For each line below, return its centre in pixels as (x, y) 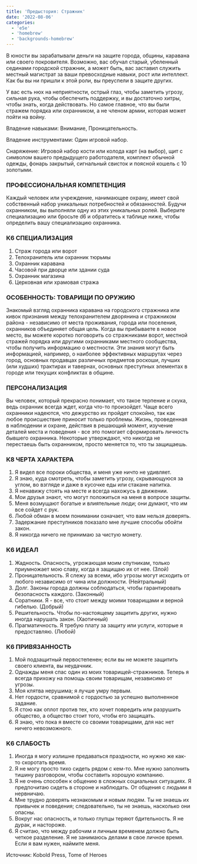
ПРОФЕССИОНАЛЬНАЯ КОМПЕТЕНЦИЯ (66, 185)
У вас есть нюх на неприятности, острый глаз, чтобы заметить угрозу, (95, 92)
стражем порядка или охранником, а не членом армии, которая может (96, 110)
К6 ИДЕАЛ (22, 550)
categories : (21, 22)
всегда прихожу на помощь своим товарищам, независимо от (93, 678)
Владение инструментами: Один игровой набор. (67, 140)
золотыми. (19, 170)
